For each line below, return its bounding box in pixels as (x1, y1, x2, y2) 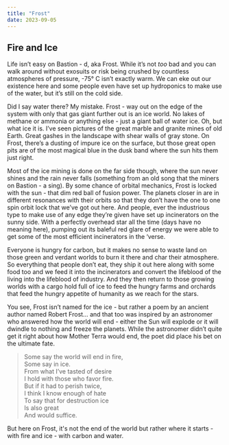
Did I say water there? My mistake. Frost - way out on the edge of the (7, 102, 203, 111)
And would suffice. (23, 411, 77, 420)
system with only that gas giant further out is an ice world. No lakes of (7, 110, 205, 118)
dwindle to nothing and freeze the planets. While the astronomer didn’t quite (7, 325, 223, 333)
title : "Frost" (7, 10, 51, 17)
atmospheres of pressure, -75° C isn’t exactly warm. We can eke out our (7, 75, 211, 83)
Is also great (23, 404, 60, 412)
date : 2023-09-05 (7, 16, 57, 23)
